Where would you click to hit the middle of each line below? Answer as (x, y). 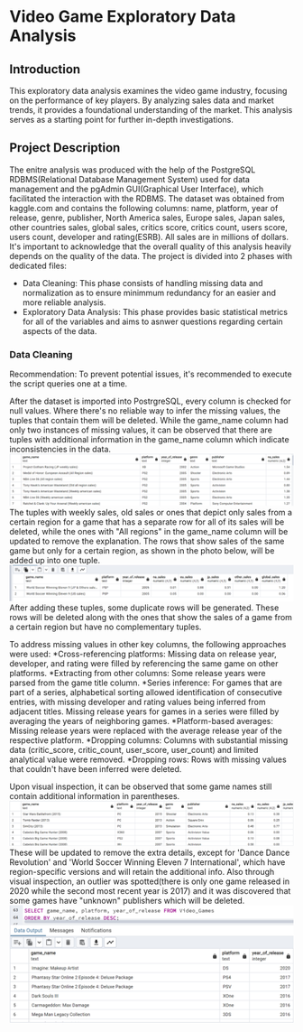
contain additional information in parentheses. (95, 796)
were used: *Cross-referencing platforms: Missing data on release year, (143, 654)
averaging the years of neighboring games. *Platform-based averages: (141, 721)
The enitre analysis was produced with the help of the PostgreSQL (133, 170)
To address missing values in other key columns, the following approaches (148, 645)
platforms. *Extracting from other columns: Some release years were (138, 674)
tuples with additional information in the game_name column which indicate (150, 440)
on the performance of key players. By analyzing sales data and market (142, 100)
